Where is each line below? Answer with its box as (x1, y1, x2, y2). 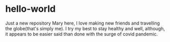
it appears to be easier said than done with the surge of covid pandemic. (5, 31, 158, 37)
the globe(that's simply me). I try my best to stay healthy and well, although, (5, 25, 165, 31)
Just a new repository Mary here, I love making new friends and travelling (5, 20, 160, 26)
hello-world (5, 3, 56, 15)
